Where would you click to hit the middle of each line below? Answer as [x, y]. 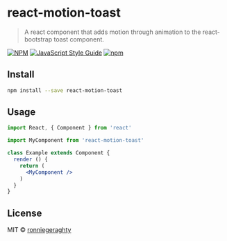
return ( [32, 166]
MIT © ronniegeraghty [39, 230]
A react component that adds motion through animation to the [112, 32]
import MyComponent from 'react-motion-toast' [76, 141]
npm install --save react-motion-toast [65, 90]
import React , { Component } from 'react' [69, 128]
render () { [31, 160]
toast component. [79, 39]
